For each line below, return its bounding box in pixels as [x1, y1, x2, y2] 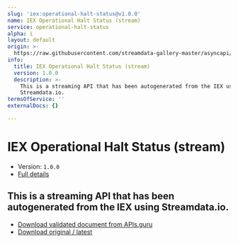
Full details [17, 170, 50, 178]
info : [7, 57, 23, 64]
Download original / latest [17, 227, 93, 236]
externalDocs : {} [7, 102, 59, 109]
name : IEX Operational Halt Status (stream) [7, 17, 141, 24]
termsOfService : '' [7, 96, 65, 103]
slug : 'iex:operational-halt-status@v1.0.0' [7, 10, 141, 18]
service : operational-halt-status [7, 23, 110, 30]
